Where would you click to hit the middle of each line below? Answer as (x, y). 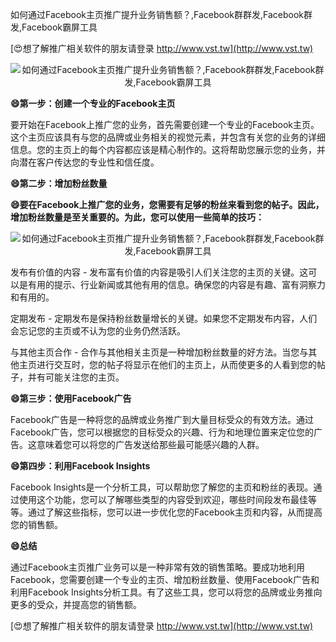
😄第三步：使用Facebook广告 (71, 398)
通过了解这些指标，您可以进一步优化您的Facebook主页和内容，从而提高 (175, 512)
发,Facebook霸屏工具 (54, 27)
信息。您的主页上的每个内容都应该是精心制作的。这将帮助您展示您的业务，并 (168, 149)
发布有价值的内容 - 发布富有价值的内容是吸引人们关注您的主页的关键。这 (159, 272)
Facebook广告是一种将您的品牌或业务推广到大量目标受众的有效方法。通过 (162, 419)
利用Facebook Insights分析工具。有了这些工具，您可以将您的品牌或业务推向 (166, 592)
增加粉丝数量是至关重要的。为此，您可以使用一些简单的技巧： (137, 217)
